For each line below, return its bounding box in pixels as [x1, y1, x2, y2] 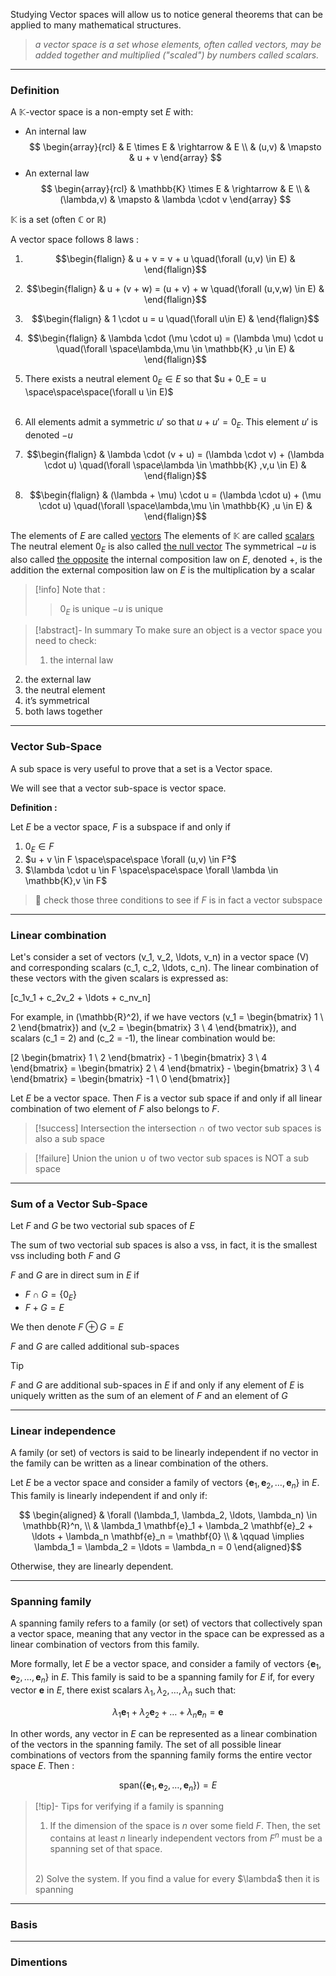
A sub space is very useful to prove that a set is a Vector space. [10, 762, 273, 774]
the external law [24, 674, 92, 686]
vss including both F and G [10, 1250, 121, 1262]
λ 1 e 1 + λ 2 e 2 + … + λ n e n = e [112, 1705, 224, 1720]
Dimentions [10, 1955, 68, 1969]
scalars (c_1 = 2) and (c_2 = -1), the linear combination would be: [10, 1032, 276, 1044]
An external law [24, 167, 90, 179]
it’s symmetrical [24, 695, 90, 707]
